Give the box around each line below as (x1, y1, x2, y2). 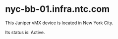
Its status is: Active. (5, 29, 45, 35)
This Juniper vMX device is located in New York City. (5, 20, 114, 26)
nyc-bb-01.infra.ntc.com (5, 3, 110, 15)
